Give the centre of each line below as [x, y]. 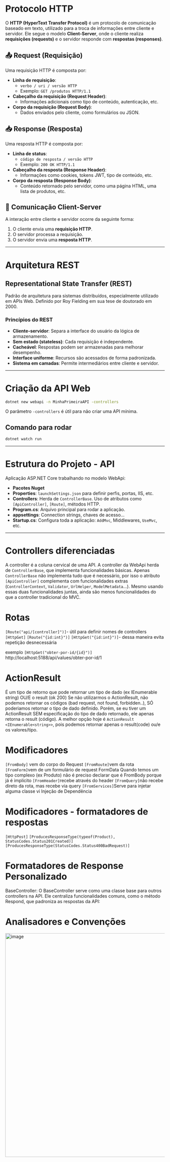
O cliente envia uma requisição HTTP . [52, 229]
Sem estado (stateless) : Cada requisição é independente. [73, 341]
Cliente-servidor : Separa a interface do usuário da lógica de [76, 331]
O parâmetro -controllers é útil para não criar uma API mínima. [72, 411]
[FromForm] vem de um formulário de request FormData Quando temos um [82, 769]
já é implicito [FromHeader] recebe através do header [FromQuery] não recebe [84, 780]
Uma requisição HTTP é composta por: [46, 70]
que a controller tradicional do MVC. [43, 597]
